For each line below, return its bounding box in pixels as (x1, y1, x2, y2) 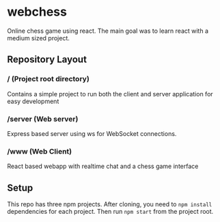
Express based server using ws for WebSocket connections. (7, 129, 177, 137)
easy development (7, 97, 59, 105)
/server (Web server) (7, 114, 79, 124)
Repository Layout (7, 54, 87, 66)
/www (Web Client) (7, 146, 72, 156)
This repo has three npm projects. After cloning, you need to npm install (7, 200, 212, 208)
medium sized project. (7, 33, 70, 42)
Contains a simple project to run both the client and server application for (7, 89, 213, 98)
